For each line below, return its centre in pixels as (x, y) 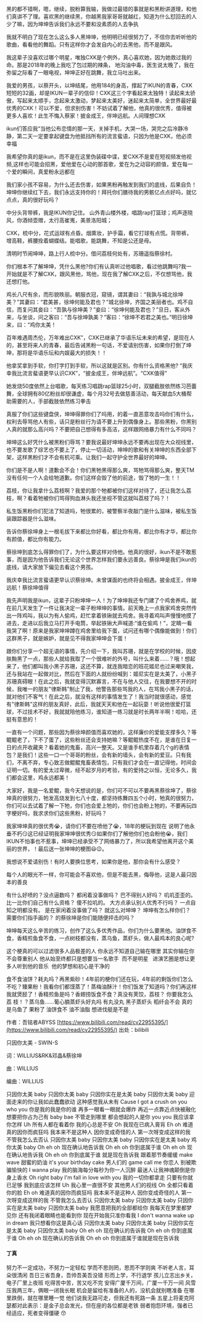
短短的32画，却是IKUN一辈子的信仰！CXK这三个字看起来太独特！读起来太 (98, 93)
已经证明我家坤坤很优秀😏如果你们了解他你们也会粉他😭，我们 (110, 834)
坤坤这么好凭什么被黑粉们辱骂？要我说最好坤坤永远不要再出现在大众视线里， (101, 442)
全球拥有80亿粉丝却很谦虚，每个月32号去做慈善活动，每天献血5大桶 (101, 394)
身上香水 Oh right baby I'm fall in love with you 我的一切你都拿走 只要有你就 (100, 1178)
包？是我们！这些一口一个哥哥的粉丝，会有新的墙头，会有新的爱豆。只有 (96, 755)
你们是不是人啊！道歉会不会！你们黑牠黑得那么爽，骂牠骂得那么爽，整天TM (100, 470)
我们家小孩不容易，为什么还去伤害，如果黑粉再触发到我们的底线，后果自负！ (101, 184)
